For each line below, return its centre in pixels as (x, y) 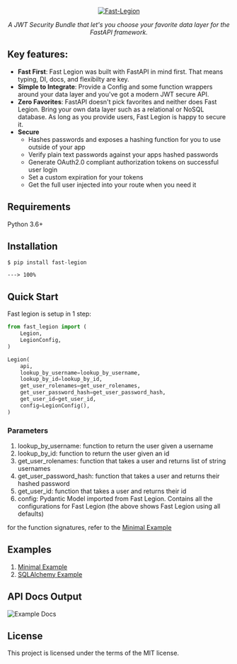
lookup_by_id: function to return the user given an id (93, 453)
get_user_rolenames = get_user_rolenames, (80, 386)
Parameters (28, 431)
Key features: (38, 54)
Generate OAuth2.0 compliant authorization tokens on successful (123, 162)
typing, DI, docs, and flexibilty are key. (73, 79)
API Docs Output (45, 597)
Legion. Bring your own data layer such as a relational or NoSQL (111, 109)
